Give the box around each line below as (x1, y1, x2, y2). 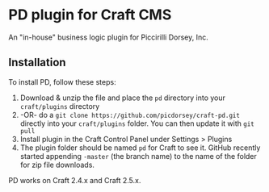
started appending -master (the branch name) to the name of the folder (19, 151, 257, 161)
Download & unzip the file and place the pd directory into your (19, 93, 226, 102)
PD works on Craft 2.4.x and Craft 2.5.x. (8, 175, 141, 185)
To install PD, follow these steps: (8, 77, 116, 86)
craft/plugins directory (19, 101, 100, 111)
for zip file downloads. (19, 160, 95, 169)
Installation (8, 56, 66, 69)
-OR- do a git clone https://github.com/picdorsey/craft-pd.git (19, 110, 241, 119)
